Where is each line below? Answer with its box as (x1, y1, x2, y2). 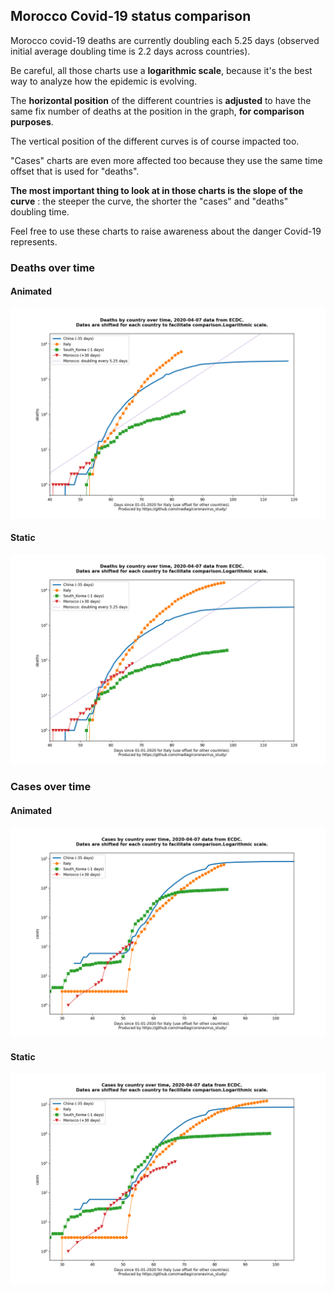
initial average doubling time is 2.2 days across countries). (10, 45, 251, 57)
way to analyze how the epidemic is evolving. (10, 75, 198, 87)
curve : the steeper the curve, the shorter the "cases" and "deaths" (10, 195, 289, 207)
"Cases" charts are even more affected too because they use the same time (10, 154, 323, 166)
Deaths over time (10, 260, 96, 274)
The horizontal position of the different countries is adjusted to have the (10, 94, 312, 106)
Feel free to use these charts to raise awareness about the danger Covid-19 (10, 225, 322, 237)
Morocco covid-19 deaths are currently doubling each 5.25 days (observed (10, 34, 320, 46)
